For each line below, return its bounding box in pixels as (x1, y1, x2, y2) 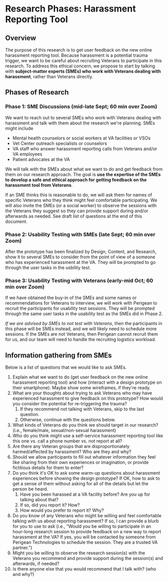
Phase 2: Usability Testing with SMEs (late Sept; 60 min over (5, 231, 155, 238)
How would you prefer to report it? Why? (20, 507, 104, 513)
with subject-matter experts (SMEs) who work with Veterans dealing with (5, 68, 161, 74)
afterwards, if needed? (12, 560, 60, 567)
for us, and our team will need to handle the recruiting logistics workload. (5, 337, 156, 343)
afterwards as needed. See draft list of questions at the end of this (5, 213, 142, 219)
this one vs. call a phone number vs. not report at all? (12, 438, 123, 444)
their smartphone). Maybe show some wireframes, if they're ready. (12, 385, 151, 391)
